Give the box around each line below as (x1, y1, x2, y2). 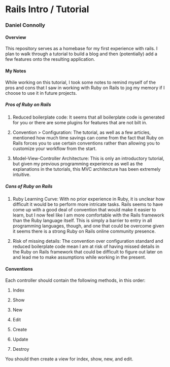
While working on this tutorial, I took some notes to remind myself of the (5, 79, 156, 85)
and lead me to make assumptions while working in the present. (12, 254, 146, 261)
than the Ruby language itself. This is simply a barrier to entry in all (12, 217, 152, 224)
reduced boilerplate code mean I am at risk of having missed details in (12, 243, 160, 249)
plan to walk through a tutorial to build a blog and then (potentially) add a (5, 51, 157, 57)
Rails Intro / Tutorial (5, 4, 89, 15)
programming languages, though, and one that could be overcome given (12, 223, 164, 229)
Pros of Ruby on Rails (5, 101, 51, 107)
